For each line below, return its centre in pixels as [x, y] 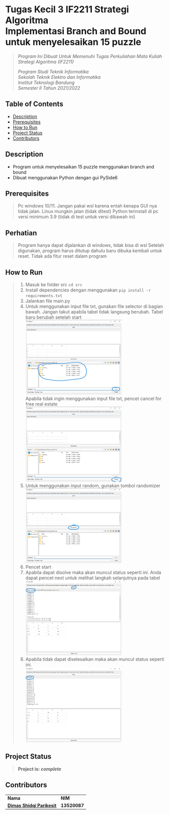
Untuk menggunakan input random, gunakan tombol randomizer [93, 486]
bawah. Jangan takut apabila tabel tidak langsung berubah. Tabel [94, 312]
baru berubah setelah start [53, 317]
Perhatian [21, 233]
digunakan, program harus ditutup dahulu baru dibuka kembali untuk [90, 251]
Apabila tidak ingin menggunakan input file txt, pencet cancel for [93, 399]
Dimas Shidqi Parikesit [32, 805]
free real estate [41, 404]
